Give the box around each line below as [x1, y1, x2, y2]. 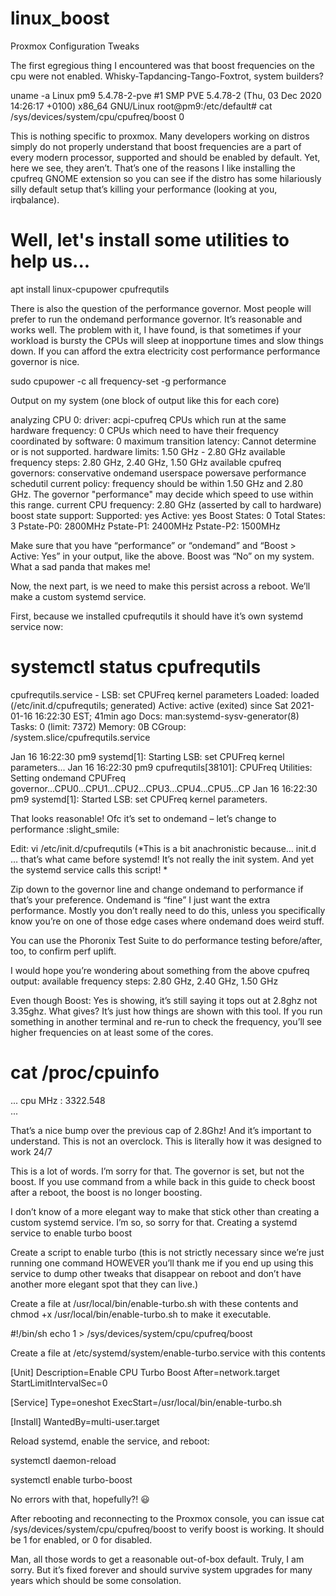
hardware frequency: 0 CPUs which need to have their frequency [10, 424, 279, 436]
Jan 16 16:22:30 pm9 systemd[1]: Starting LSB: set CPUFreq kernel [10, 750, 285, 762]
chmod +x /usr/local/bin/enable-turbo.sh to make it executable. [10, 1308, 272, 1320]
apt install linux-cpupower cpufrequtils [10, 283, 170, 295]
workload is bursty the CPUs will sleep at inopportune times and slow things [10, 334, 324, 346]
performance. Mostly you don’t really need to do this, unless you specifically [10, 904, 326, 916]
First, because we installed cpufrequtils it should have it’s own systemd [10, 610, 304, 622]
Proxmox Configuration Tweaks [10, 40, 140, 52]
